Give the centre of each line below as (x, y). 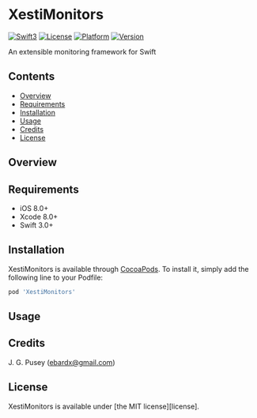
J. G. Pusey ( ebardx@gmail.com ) (62, 362)
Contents (32, 77)
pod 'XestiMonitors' (42, 292)
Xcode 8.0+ (39, 217)
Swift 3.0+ (36, 225)
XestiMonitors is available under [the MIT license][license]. (104, 406)
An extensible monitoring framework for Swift (82, 51)
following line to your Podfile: (56, 277)
